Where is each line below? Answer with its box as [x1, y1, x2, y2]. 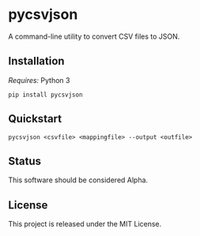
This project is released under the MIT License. [8, 219, 162, 229]
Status [8, 154, 42, 167]
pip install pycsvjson [8, 91, 83, 99]
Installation [8, 54, 65, 68]
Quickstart [8, 112, 62, 125]
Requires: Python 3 [8, 75, 70, 84]
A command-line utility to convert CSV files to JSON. [8, 32, 180, 41]
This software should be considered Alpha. [8, 175, 149, 185]
